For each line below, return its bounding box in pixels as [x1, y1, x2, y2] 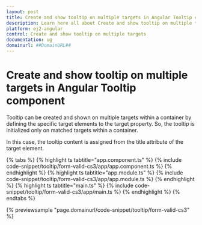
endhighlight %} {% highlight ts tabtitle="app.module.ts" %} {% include [6, 169, 183, 176]
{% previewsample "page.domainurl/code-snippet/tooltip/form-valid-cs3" [6, 206, 190, 214]
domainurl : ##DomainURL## [6, 43, 71, 49]
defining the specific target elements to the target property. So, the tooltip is [6, 120, 195, 127]
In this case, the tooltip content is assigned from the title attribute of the [6, 138, 184, 145]
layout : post [6, 8, 39, 15]
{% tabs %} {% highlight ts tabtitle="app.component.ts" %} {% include [6, 156, 182, 163]
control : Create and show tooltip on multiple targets [6, 31, 147, 37]
